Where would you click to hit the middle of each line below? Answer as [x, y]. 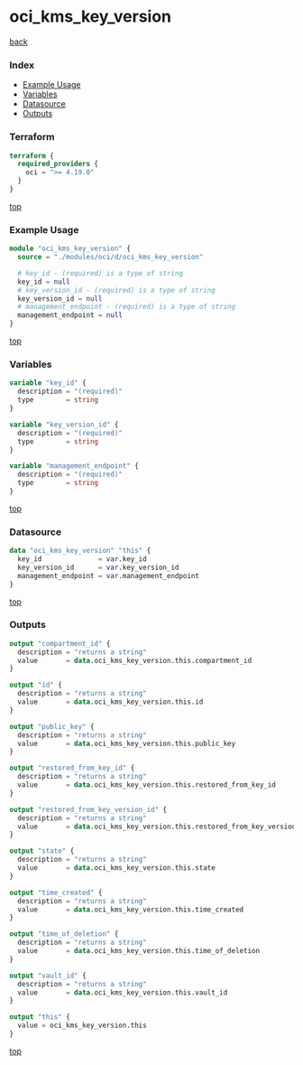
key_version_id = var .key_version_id [98, 567]
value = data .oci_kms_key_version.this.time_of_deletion [138, 951]
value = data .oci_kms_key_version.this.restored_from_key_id [147, 785]
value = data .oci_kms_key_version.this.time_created [131, 910]
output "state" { [42, 851]
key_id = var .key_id [82, 559]
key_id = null [44, 282]
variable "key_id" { [48, 383]
